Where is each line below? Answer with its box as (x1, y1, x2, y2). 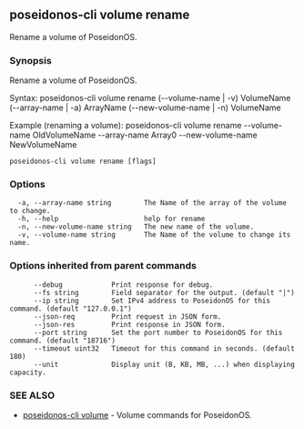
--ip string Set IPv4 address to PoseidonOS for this (33, 296, 271, 305)
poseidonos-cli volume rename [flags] (9, 157, 157, 167)
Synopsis (9, 54, 52, 66)
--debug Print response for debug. (33, 280, 214, 290)
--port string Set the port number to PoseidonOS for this (33, 328, 283, 337)
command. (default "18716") (9, 336, 117, 345)
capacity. (9, 368, 47, 377)
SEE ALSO (9, 389, 56, 402)
